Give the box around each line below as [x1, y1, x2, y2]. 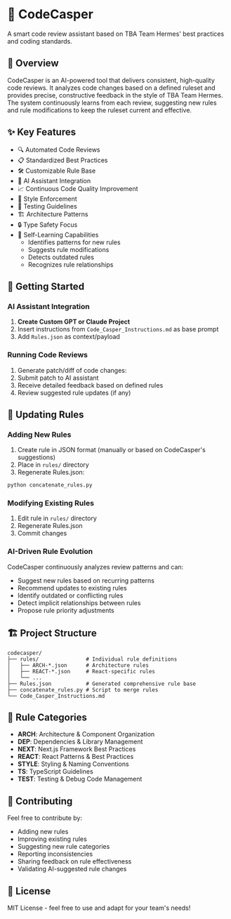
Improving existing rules [17, 835, 88, 843]
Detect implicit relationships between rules [17, 598, 141, 607]
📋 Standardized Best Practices [17, 156, 108, 164]
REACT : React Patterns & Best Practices [17, 753, 134, 761]
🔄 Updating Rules [7, 409, 84, 421]
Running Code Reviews [7, 350, 88, 360]
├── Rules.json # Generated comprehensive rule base [7, 680, 197, 687]
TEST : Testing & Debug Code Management [17, 775, 143, 784]
